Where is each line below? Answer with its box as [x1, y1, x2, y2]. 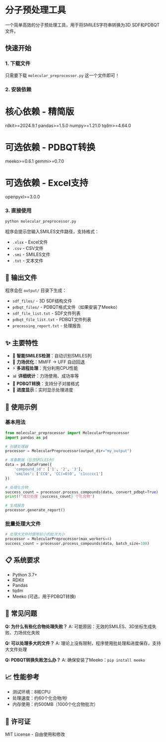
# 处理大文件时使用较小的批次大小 [5, 532, 65, 537]
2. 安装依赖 [5, 86, 32, 93]
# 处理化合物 [5, 485, 28, 490]
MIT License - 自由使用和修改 [5, 732, 65, 738]
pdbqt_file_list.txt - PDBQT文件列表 [12, 317, 92, 323]
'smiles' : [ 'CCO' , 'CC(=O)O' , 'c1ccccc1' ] [14, 471, 103, 476]
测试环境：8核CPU [12, 689, 51, 695]
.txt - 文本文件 [12, 257, 44, 263]
